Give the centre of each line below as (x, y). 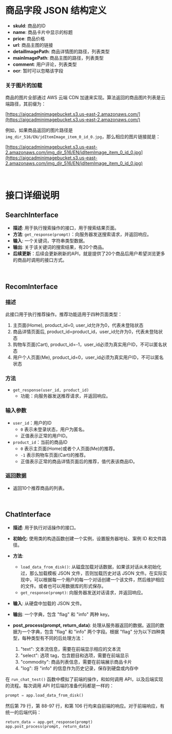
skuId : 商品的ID (29, 26)
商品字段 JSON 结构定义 (56, 11)
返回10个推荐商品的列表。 (40, 488)
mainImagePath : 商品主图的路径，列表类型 (58, 58)
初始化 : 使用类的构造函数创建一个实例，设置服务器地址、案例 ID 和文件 (87, 538)
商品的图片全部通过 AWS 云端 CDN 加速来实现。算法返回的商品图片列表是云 (85, 98)
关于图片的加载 (24, 85)
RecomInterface (32, 287)
